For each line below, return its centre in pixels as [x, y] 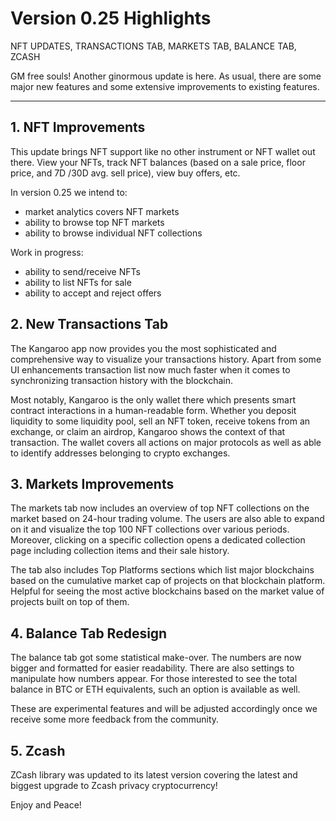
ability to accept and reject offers [93, 293]
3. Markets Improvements [92, 483]
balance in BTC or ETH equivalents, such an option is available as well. [155, 689]
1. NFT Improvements [78, 127]
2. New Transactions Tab [89, 324]
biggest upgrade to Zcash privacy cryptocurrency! [114, 785]
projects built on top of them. [70, 602]
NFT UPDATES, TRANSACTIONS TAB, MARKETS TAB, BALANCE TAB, [153, 46]
